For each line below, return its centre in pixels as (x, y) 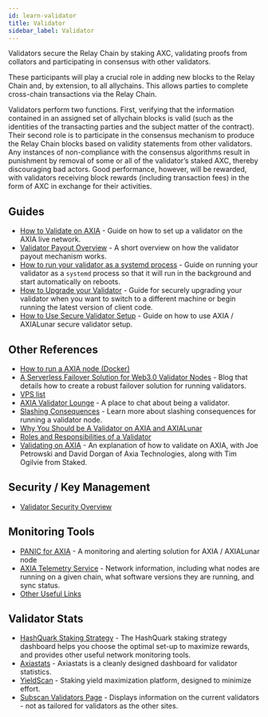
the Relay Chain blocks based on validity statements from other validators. (130, 144)
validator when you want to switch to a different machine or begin (128, 299)
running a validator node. (61, 420)
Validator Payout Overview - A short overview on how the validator (129, 248)
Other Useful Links (51, 594)
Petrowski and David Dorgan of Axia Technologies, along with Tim (128, 454)
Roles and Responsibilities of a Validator (85, 437)
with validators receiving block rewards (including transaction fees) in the (129, 178)
